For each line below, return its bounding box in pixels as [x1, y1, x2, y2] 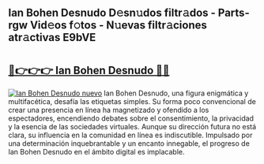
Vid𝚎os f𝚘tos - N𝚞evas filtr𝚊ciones [30, 19, 208, 32]
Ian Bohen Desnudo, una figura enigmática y [104, 88, 249, 98]
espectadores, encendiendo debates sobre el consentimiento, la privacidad [8, 114, 255, 123]
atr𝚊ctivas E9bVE [8, 31, 96, 44]
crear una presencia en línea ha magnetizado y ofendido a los [8, 106, 209, 114]
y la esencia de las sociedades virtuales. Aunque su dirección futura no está [8, 122, 257, 131]
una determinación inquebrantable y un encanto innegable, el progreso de [8, 139, 251, 148]
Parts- [217, 6, 251, 20]
